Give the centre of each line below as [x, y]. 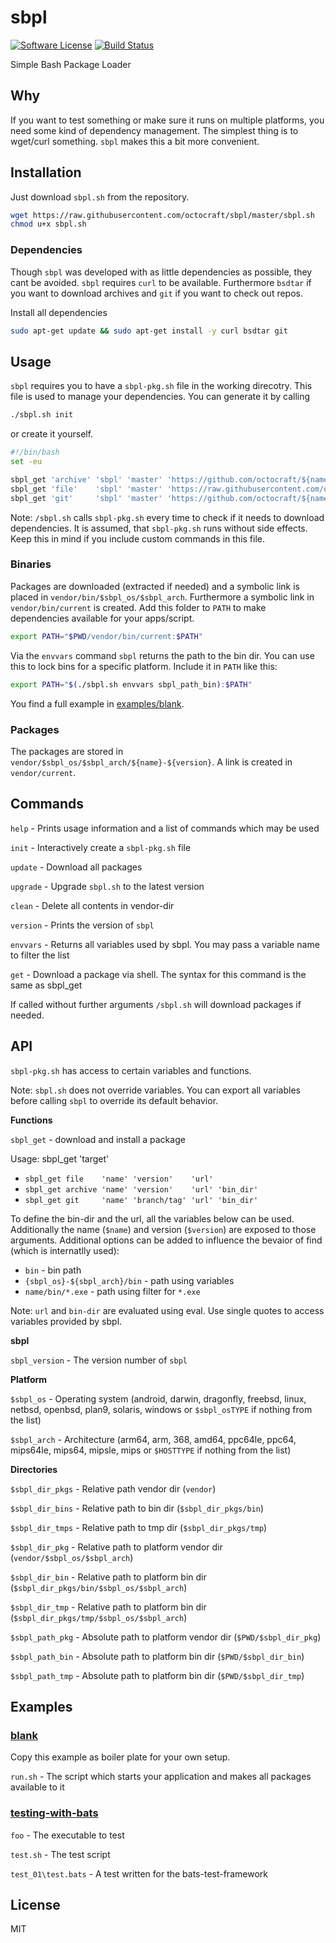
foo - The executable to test [67, 1835]
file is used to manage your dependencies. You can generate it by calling [160, 397]
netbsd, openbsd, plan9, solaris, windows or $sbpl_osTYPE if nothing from [161, 1409]
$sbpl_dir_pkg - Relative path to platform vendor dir [116, 1547]
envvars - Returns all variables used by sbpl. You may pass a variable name [165, 944]
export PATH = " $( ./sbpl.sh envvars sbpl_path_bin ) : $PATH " [131, 684]
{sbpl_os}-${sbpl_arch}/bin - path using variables [129, 1280]
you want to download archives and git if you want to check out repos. [156, 293]
